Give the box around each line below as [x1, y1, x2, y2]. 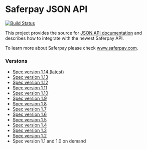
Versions [5, 57, 28, 64]
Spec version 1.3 [12, 127, 47, 133]
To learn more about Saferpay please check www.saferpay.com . [5, 45, 138, 51]
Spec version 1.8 [12, 101, 47, 107]
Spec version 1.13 [12, 74, 49, 80]
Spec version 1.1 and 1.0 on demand [12, 138, 86, 144]
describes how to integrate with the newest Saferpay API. [5, 35, 124, 41]
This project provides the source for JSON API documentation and [5, 30, 142, 36]
